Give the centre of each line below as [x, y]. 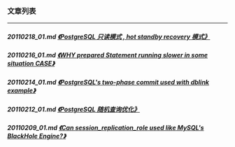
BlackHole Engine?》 [37, 136]
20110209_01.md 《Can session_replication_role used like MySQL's [106, 128]
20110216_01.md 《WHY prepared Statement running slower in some [108, 55]
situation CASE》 [31, 64]
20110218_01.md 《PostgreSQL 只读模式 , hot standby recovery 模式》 [109, 36]
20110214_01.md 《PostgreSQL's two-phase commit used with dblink [108, 82]
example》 [22, 90]
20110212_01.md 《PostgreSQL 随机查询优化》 [74, 109]
